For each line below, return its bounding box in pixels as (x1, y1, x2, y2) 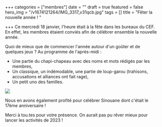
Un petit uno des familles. (12, 79, 64, 85)
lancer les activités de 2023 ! (5, 117, 63, 123)
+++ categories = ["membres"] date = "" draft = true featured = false (5, 4, 144, 10)
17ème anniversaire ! (5, 103, 46, 109)
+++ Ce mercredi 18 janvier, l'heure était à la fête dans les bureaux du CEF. (5, 24, 155, 30)
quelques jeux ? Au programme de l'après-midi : (5, 49, 102, 54)
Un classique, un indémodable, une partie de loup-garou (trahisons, (12, 69, 148, 74)
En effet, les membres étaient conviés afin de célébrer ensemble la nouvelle (5, 29, 157, 35)
